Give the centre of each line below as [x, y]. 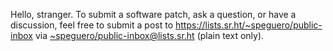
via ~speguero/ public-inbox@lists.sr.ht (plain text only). [149, 35]
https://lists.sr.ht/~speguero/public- [248, 25]
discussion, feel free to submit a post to [92, 25]
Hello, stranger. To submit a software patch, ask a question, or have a [153, 14]
